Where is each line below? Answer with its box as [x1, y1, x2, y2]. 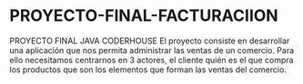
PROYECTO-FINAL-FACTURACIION [9, 5, 279, 26]
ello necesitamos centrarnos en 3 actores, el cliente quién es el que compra [9, 54, 294, 65]
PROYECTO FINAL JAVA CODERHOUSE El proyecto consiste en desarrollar [9, 35, 290, 46]
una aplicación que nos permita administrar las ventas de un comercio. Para [9, 44, 295, 55]
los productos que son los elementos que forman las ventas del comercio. [9, 64, 287, 75]
